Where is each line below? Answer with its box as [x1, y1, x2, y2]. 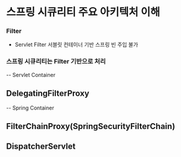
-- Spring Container [6, 104, 55, 111]
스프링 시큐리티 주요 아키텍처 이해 [6, 5, 160, 19]
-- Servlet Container [6, 71, 55, 78]
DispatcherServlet [6, 142, 76, 152]
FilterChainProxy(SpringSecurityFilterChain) [6, 121, 176, 131]
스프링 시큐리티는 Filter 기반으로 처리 [6, 57, 106, 66]
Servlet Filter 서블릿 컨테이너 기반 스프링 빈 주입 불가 [14, 41, 139, 48]
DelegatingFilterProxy [6, 88, 89, 98]
